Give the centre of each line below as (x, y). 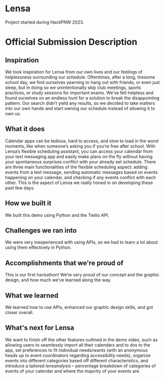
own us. (13, 113)
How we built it (28, 203)
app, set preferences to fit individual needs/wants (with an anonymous (77, 350)
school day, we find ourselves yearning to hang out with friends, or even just (82, 82)
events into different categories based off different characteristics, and (77, 360)
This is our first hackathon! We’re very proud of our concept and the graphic (82, 275)
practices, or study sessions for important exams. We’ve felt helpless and (79, 93)
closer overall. (19, 312)
